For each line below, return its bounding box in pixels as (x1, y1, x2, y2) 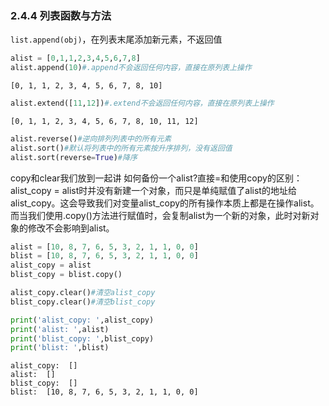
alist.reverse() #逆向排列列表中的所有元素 (10, 133, 172, 144)
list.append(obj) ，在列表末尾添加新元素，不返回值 (10, 33, 223, 46)
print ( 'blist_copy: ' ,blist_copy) (10, 333, 155, 344)
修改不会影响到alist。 (27, 222, 115, 234)
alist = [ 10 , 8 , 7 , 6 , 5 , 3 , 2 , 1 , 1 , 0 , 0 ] (10, 242, 199, 252)
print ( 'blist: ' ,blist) (10, 343, 110, 353)
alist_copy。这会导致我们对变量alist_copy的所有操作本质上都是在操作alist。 (10, 197, 320, 209)
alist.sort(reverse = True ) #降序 (10, 152, 138, 162)
